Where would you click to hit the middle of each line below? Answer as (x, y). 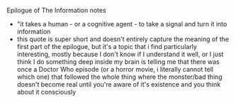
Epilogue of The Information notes (57, 10)
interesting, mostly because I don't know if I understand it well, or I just (120, 54)
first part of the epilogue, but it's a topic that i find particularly (107, 47)
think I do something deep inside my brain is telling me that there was (118, 62)
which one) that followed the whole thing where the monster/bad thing (119, 77)
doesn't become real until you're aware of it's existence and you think (119, 84)
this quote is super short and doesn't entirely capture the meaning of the (123, 39)
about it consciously (46, 92)
